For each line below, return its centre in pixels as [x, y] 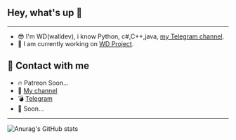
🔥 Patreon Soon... [43, 83]
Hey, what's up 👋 [45, 13]
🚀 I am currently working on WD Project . [76, 43]
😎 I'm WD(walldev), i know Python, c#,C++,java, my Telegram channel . [121, 36]
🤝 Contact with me [48, 66]
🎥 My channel [37, 90]
